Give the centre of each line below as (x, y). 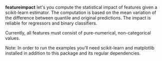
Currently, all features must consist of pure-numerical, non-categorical (78, 33)
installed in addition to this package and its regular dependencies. (73, 53)
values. (12, 38)
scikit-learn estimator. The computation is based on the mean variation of (81, 12)
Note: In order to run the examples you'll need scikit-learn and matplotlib (80, 48)
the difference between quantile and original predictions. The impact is (78, 18)
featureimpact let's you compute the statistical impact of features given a (81, 7)
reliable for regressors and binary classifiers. (51, 23)
